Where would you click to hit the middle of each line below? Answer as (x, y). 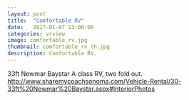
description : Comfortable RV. (52, 54)
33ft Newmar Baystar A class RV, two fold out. (75, 73)
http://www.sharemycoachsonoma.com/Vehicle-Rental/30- (94, 81)
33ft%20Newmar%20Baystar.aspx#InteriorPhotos (81, 89)
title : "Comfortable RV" (46, 21)
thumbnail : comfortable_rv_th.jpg (59, 47)
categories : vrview (36, 34)
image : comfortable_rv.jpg (47, 40)
